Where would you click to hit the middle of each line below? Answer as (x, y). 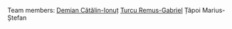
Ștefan (17, 18)
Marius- (213, 10)
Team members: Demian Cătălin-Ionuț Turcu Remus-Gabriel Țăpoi (104, 10)
